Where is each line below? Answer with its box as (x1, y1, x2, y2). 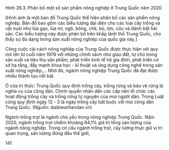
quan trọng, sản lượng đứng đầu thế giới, (5, 130, 90, 136)
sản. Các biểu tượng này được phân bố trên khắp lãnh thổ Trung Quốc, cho (5, 31, 161, 36)
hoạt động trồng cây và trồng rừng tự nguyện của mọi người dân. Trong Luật (5, 94, 164, 99)
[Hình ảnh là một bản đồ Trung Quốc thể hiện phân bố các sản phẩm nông (5, 15, 160, 20)
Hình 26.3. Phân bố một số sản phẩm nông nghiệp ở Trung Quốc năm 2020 (5, 5, 162, 11)
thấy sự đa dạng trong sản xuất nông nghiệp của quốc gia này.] (5, 36, 138, 42)
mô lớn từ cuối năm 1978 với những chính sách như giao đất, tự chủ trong (5, 51, 158, 57)
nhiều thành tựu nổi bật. (5, 73, 55, 79)
